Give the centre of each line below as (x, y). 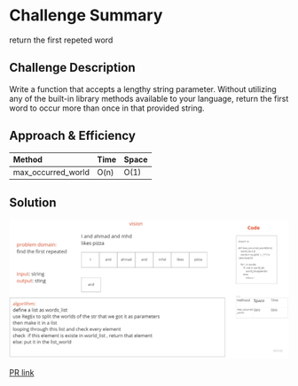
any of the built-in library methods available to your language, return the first (149, 98)
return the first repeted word (61, 40)
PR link (22, 373)
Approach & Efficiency (72, 136)
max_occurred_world (51, 173)
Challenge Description (72, 68)
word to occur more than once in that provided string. (107, 108)
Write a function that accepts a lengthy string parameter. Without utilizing (143, 89)
